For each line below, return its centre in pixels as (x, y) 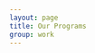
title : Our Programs (48, 26)
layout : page (34, 18)
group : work (32, 34)
